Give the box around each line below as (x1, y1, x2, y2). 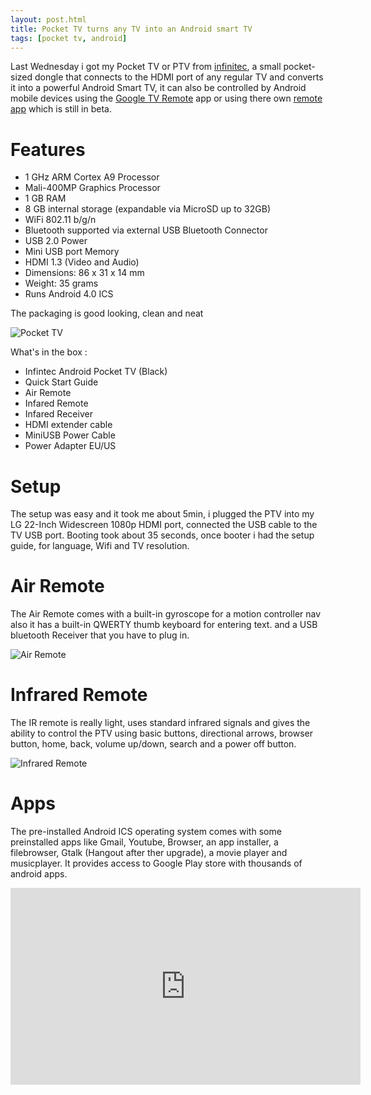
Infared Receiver (24, 408, 93, 420)
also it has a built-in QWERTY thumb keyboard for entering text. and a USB (10, 619, 318, 631)
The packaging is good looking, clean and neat (10, 307, 204, 320)
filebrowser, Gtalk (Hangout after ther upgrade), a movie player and (10, 847, 288, 859)
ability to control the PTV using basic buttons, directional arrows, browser (10, 727, 313, 740)
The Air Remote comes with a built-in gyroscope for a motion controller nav (10, 608, 322, 620)
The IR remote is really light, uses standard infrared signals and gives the (10, 717, 311, 729)
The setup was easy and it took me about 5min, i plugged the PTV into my (10, 508, 315, 520)
